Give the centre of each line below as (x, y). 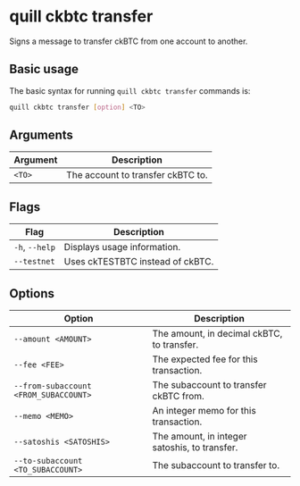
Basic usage (44, 69)
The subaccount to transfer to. (216, 465)
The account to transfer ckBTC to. (137, 175)
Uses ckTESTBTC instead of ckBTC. (139, 262)
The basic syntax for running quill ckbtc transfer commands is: (130, 90)
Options (32, 293)
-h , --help (35, 247)
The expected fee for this (205, 359)
